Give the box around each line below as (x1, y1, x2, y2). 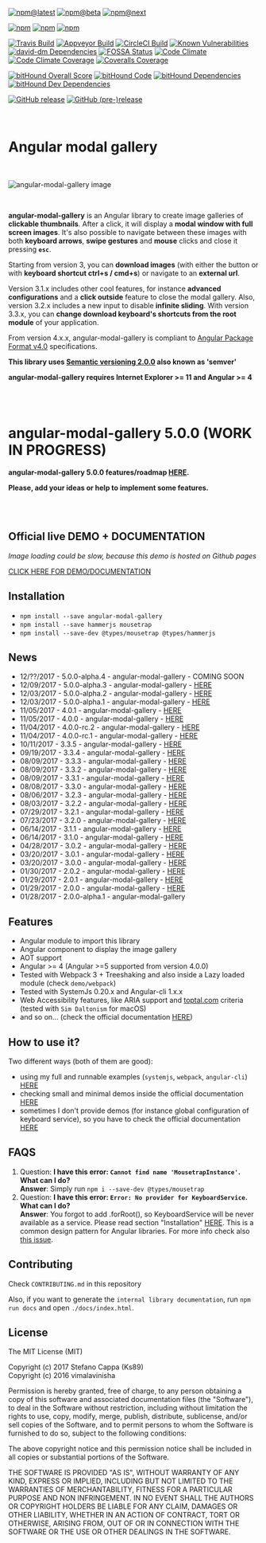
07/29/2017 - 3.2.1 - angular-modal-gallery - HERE (19, 807, 185, 817)
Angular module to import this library (19, 936, 141, 946)
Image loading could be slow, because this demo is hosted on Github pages (8, 550, 256, 561)
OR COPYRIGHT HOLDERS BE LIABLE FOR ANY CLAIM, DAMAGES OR (8, 1502, 238, 1511)
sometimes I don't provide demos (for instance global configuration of (19, 1106, 249, 1115)
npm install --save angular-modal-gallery (19, 612, 163, 621)
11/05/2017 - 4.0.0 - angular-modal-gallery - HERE (19, 714, 184, 724)
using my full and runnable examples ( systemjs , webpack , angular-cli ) (19, 1071, 248, 1081)
